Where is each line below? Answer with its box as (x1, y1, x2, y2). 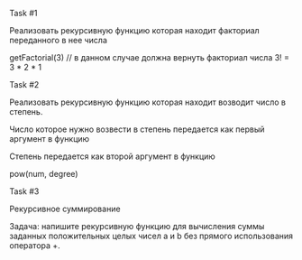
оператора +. (9, 240, 60, 251)
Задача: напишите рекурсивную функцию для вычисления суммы (9, 221, 265, 231)
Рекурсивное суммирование (9, 203, 121, 214)
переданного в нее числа (9, 35, 108, 45)
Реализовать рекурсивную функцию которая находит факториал (9, 25, 260, 35)
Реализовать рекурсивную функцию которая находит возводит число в (9, 97, 287, 107)
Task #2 (9, 79, 40, 89)
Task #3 (9, 186, 40, 197)
